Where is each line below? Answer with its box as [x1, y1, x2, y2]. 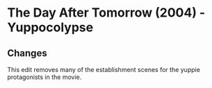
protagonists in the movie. [7, 73, 82, 81]
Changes [7, 47, 47, 59]
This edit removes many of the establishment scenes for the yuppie [7, 66, 200, 73]
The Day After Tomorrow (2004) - [7, 5, 206, 21]
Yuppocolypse [7, 19, 94, 35]
